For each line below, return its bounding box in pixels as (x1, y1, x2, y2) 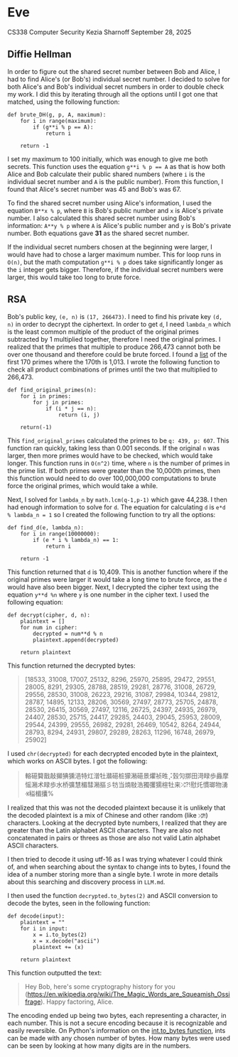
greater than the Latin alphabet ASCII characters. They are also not (7, 825, 203, 835)
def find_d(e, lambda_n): (7, 524, 84, 531)
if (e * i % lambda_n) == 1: (33, 536, 119, 543)
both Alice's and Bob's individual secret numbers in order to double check (7, 82, 225, 91)
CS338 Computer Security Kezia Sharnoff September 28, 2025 (7, 28, 192, 36)
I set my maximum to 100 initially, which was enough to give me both (7, 154, 208, 163)
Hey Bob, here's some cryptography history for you (24, 982, 175, 991)
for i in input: (20, 925, 69, 932)
